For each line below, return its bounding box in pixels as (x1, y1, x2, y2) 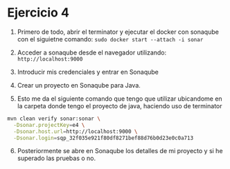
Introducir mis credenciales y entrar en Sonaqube (17, 68, 159, 76)
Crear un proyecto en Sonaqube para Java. (17, 81, 141, 89)
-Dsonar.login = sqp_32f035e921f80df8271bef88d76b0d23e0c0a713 (13, 135, 194, 141)
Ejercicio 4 (7, 5, 69, 21)
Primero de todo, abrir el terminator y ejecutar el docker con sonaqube (17, 28, 220, 36)
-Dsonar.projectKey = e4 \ (13, 121, 85, 128)
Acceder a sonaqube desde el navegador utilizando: (17, 48, 167, 57)
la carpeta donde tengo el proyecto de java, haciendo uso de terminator (17, 101, 222, 110)
